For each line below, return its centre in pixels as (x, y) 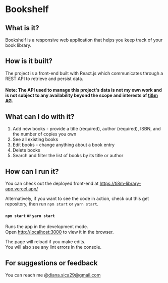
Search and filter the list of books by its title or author (68, 156)
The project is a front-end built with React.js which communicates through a (84, 73)
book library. (18, 45)
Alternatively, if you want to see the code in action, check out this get (77, 199)
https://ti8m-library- (120, 184)
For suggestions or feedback (51, 263)
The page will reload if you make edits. (45, 242)
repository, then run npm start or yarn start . (52, 204)
